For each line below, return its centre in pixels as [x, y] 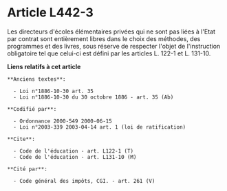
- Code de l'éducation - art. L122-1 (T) [74, 151]
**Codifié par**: [32, 109]
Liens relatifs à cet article [44, 66]
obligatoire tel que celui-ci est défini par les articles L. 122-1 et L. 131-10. [109, 53]
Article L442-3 [51, 13]
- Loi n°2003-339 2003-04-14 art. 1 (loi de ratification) [100, 127]
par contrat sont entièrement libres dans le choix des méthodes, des [104, 38]
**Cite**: [21, 139]
